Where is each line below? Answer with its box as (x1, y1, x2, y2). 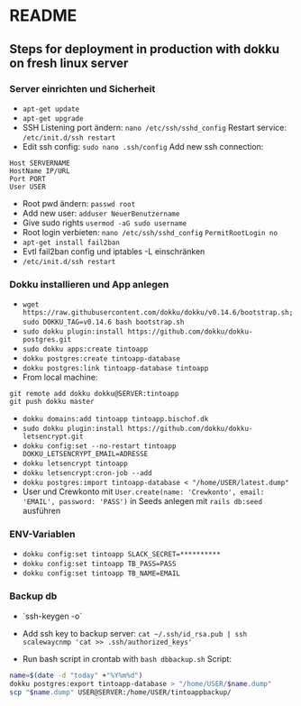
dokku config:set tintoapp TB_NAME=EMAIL (22, 569, 180, 578)
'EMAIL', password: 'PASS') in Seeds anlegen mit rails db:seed (22, 496, 263, 507)
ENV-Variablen (9, 528, 76, 541)
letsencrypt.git (22, 432, 84, 442)
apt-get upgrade (22, 114, 84, 123)
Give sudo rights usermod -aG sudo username (22, 217, 187, 228)
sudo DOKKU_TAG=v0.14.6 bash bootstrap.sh (22, 317, 185, 327)
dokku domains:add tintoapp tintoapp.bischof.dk (22, 415, 209, 424)
